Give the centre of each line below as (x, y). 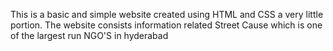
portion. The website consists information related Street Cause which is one (166, 25)
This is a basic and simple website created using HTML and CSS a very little (167, 14)
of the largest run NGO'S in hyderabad (89, 35)
